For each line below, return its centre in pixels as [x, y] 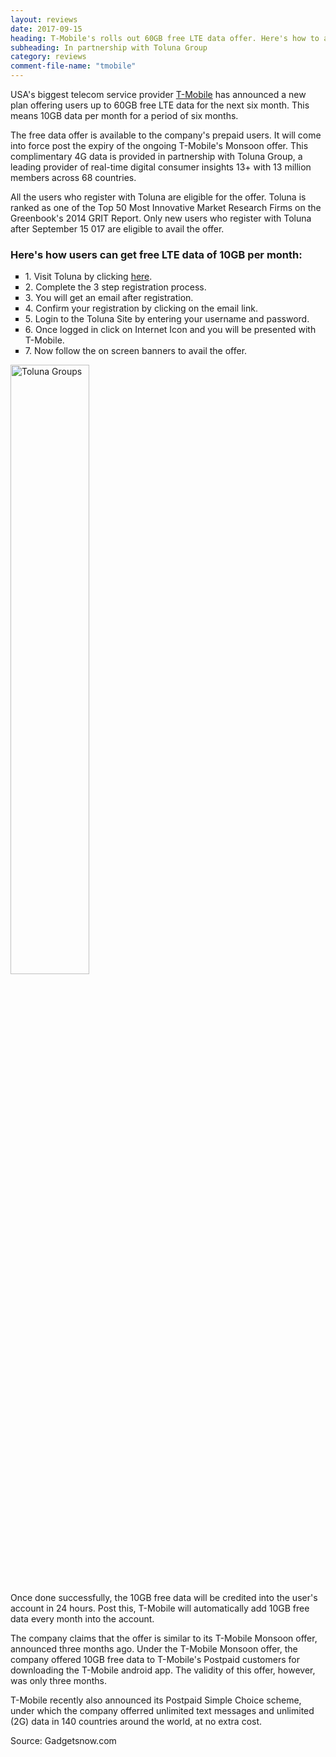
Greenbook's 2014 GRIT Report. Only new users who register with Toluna [161, 218]
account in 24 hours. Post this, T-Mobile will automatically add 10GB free [160, 1608]
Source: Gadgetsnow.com [63, 1741]
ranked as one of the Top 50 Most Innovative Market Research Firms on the [166, 207]
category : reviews [48, 57]
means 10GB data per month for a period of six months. [124, 115]
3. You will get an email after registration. [109, 298]
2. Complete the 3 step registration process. [115, 287]
